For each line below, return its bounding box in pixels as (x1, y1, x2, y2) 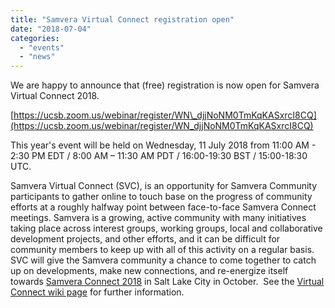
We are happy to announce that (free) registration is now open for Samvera (10, 79, 320, 91)
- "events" (19, 42, 65, 53)
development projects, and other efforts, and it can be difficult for (10, 233, 281, 245)
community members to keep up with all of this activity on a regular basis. (10, 244, 315, 256)
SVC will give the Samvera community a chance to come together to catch (10, 254, 317, 266)
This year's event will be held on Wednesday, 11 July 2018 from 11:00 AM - (10, 139, 317, 151)
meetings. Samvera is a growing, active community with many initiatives (10, 212, 307, 224)
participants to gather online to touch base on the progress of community (10, 191, 313, 203)
